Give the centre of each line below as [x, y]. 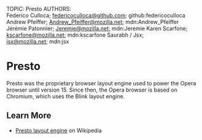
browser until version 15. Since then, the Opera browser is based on [92, 90]
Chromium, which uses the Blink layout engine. [66, 96]
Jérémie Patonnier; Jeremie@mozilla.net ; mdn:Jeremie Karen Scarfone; [97, 28]
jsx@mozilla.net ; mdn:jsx [38, 41]
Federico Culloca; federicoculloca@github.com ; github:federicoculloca [96, 15]
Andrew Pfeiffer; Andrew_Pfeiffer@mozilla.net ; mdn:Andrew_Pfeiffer [93, 22]
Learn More [29, 116]
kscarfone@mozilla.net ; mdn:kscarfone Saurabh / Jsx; [75, 35]
